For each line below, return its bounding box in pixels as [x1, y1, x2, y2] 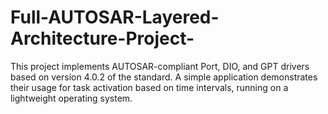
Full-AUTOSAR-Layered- [10, 6, 220, 29]
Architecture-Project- [10, 27, 195, 50]
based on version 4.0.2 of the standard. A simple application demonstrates [10, 71, 318, 83]
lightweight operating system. [10, 92, 133, 104]
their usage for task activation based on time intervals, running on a [10, 81, 289, 93]
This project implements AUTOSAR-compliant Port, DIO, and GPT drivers [10, 60, 310, 72]
